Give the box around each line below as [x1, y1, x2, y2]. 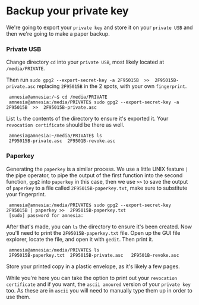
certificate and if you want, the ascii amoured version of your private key [6, 281, 191, 288]
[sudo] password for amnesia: [8, 212, 84, 218]
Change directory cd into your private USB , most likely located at [6, 58, 165, 66]
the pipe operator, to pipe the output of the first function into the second [6, 171, 183, 179]
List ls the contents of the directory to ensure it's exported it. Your [6, 115, 169, 122]
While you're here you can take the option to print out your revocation [6, 274, 178, 281]
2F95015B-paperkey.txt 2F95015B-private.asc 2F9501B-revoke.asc [8, 252, 179, 258]
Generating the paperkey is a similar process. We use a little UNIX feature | [6, 165, 188, 172]
